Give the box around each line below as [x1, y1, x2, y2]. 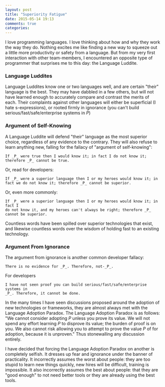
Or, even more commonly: [5, 189, 58, 195]
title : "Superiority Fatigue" [5, 12, 68, 17]
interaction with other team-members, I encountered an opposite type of [5, 55, 153, 61]
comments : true [5, 21, 37, 26]
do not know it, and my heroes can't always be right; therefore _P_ [5, 207, 152, 213]
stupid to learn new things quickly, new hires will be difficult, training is [5, 362, 149, 368]
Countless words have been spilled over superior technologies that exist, [5, 220, 153, 226]
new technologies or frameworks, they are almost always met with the [5, 305, 148, 311]
